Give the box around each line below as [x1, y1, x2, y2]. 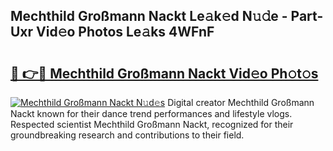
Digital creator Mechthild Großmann [167, 97, 315, 108]
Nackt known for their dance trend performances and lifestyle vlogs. [10, 108, 293, 119]
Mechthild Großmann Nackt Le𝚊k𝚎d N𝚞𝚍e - [10, 8, 288, 25]
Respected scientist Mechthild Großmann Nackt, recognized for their [10, 119, 294, 130]
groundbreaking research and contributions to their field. [10, 129, 245, 141]
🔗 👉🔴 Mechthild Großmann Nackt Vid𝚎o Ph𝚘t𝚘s [10, 65, 319, 82]
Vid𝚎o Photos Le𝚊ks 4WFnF [36, 24, 215, 41]
